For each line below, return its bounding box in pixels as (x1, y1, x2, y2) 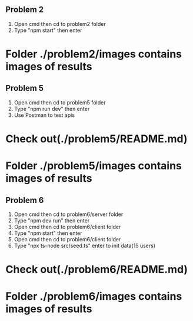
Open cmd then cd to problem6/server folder (14, 211, 124, 218)
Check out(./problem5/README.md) (5, 132, 188, 145)
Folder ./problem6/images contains (5, 290, 182, 303)
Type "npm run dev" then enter (14, 105, 90, 112)
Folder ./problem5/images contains (5, 159, 182, 173)
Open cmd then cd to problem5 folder (14, 99, 106, 106)
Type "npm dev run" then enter (14, 217, 90, 224)
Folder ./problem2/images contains (5, 47, 182, 61)
